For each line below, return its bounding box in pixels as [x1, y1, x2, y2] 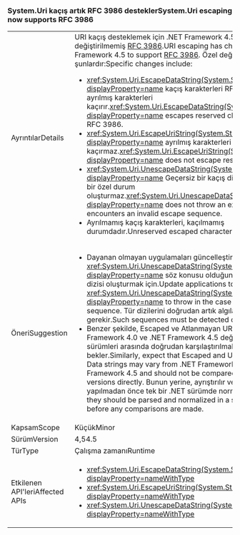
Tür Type [11, 446, 39, 456]
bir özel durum [86, 182, 136, 192]
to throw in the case [165, 297, 232, 307]
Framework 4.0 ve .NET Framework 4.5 [86, 332, 219, 342]
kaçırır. [86, 102, 110, 112]
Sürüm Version [11, 434, 59, 444]
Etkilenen [11, 478, 42, 488]
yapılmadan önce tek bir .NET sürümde [86, 386, 217, 396]
